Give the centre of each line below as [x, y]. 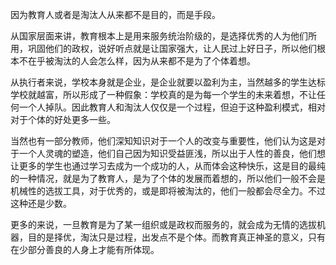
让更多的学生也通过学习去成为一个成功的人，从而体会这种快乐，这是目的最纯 [168, 166]
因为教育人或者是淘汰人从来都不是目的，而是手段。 [115, 14]
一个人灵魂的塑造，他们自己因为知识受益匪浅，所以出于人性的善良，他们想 [172, 153]
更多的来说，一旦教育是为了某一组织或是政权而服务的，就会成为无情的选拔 [163, 224]
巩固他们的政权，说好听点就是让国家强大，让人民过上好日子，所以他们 [172, 48]
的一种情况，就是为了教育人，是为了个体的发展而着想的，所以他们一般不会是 [168, 178]
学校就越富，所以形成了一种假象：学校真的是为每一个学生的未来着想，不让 [163, 94]
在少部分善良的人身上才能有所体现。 [85, 249]
